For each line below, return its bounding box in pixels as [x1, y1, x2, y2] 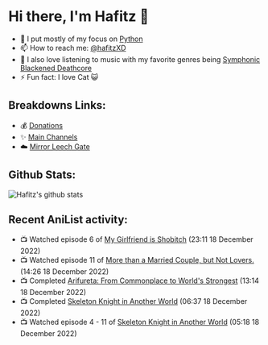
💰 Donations [19, 120, 63, 130]
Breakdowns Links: [8, 98, 106, 112]
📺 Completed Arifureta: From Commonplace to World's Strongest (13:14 [19, 276, 260, 285]
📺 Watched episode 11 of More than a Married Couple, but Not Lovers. [19, 256, 255, 265]
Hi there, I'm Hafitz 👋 [8, 7, 150, 26]
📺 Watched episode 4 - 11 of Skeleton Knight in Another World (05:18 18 [19, 318, 260, 327]
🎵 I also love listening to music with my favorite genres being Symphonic [19, 54, 261, 64]
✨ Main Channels [19, 132, 78, 142]
